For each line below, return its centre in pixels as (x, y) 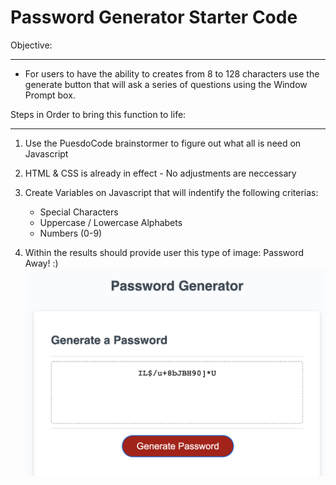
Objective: (31, 45)
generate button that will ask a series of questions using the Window (166, 84)
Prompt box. (50, 95)
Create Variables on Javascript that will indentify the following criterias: (171, 192)
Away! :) (41, 263)
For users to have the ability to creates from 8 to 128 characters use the (172, 73)
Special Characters (79, 212)
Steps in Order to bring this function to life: (98, 114)
